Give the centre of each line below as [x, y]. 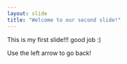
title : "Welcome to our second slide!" [64, 20]
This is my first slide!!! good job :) [54, 39]
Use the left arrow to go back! [49, 53]
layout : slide [27, 13]
